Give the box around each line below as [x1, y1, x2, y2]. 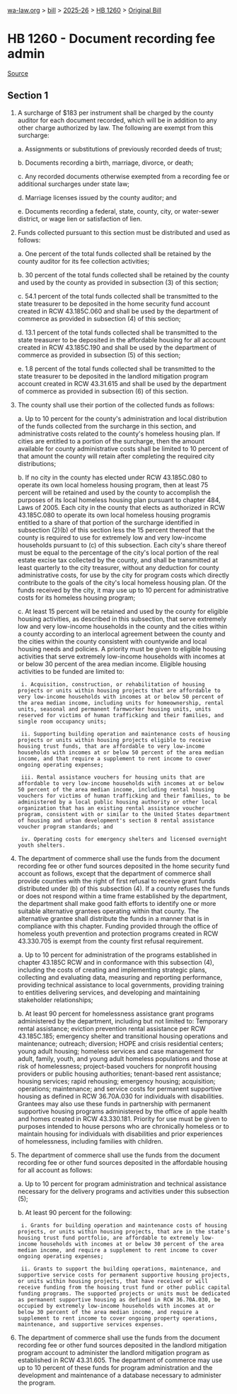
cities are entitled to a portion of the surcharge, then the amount [17, 436, 205, 445]
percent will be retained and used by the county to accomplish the [17, 488, 211, 496]
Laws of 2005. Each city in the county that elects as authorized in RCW [17, 503, 225, 511]
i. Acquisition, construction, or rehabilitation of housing [21, 680, 205, 688]
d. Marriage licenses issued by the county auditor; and [17, 193, 177, 202]
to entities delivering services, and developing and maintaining [17, 988, 200, 997]
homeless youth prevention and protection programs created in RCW [17, 929, 219, 938]
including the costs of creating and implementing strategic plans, [17, 965, 207, 974]
